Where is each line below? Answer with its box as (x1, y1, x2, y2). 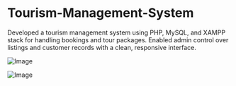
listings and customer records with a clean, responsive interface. (7, 43, 196, 51)
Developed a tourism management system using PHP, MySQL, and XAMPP (7, 28, 225, 37)
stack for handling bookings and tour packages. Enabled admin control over (7, 35, 229, 44)
